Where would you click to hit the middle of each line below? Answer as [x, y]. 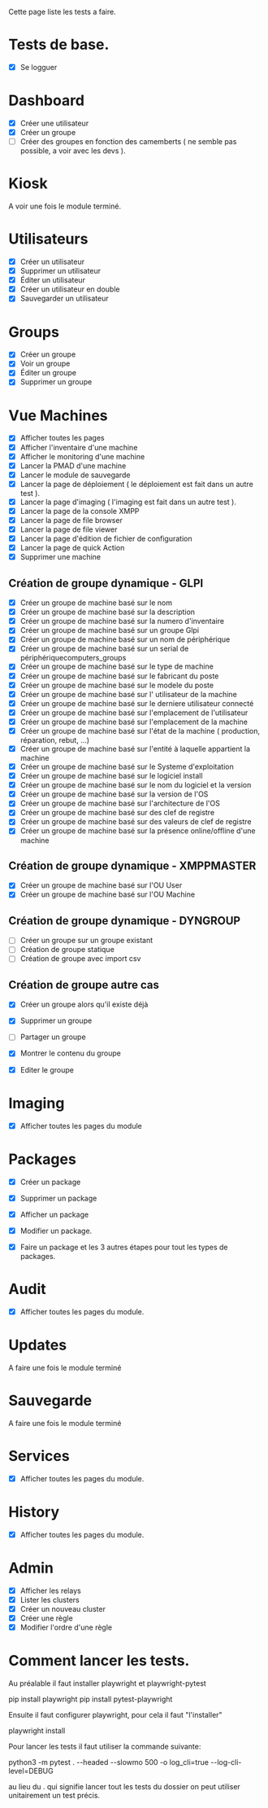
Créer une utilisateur [54, 123]
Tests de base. [59, 45]
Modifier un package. [56, 1231]
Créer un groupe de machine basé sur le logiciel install [111, 776]
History [34, 1512]
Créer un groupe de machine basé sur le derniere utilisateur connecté [137, 703]
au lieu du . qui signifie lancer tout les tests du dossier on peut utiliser [125, 1786]
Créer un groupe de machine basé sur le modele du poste [117, 685]
